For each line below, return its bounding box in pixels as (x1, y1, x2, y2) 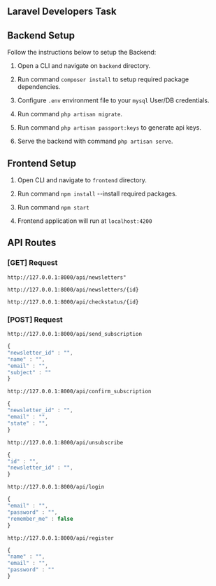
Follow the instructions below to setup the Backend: (7, 48, 157, 57)
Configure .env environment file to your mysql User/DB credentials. (17, 96, 210, 104)
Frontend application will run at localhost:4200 (17, 217, 152, 225)
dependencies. (17, 83, 61, 91)
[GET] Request (7, 258, 58, 268)
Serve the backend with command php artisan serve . (17, 137, 173, 146)
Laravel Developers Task (7, 6, 117, 18)
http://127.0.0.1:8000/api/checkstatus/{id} (7, 298, 139, 306)
